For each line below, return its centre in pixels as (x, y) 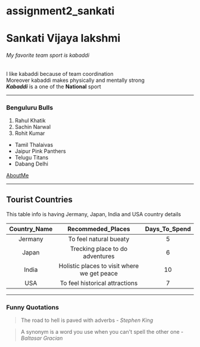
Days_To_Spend (168, 229)
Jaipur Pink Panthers (40, 151)
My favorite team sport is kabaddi (48, 55)
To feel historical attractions (99, 283)
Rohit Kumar (30, 133)
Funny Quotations (33, 307)
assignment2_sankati (60, 11)
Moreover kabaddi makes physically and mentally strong (75, 80)
